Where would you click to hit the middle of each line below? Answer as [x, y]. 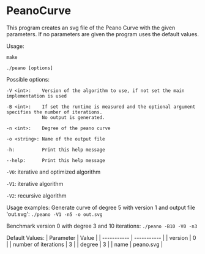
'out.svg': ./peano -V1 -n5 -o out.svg [54, 214]
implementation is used [37, 96]
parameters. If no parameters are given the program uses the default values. [102, 34]
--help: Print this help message [56, 160]
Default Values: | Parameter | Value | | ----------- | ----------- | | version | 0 [101, 237]
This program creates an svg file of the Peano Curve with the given [91, 28]
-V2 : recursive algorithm [36, 195]
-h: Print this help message [56, 150]
